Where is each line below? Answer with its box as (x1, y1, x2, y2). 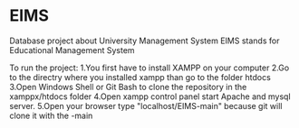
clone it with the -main (9, 110, 93, 121)
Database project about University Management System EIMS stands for (9, 35, 280, 46)
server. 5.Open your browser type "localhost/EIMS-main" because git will (9, 100, 283, 111)
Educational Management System (9, 44, 135, 55)
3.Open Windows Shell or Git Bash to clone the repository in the (9, 81, 247, 92)
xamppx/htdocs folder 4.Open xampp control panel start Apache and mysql (9, 91, 292, 102)
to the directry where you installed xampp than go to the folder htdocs (9, 71, 272, 82)
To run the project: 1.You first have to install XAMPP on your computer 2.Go (9, 62, 290, 73)
